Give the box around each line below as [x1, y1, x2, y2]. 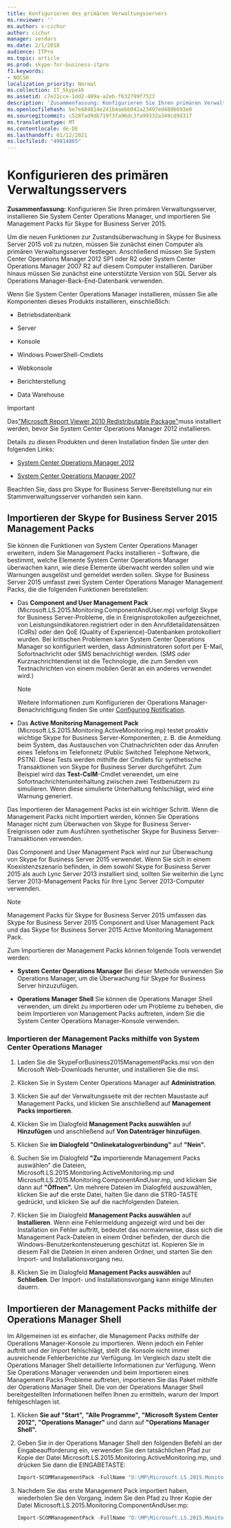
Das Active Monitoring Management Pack [16, 719, 139, 727]
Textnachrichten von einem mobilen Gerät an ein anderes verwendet [16, 664, 212, 673]
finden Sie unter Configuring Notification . [69, 706, 186, 714]
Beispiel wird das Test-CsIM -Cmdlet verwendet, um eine [16, 770, 179, 778]
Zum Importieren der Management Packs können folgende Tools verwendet [7, 946, 222, 954]
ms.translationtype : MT [7, 118, 76, 126]
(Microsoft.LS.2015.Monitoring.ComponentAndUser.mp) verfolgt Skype [16, 606, 218, 614]
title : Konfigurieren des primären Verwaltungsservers [7, 10, 168, 17]
